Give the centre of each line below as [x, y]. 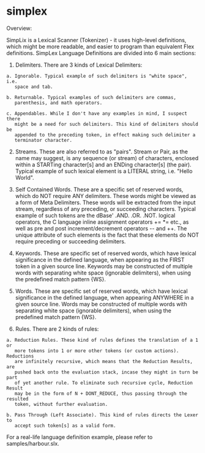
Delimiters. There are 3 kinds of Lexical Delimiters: [79, 65]
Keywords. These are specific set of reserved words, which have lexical [106, 253]
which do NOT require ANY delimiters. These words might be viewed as [106, 196]
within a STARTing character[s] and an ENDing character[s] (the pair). [103, 164]
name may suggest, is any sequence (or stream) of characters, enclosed [107, 158]
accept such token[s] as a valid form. [65, 425]
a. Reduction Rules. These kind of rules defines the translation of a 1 [102, 340]
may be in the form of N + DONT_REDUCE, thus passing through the [101, 393]
